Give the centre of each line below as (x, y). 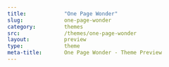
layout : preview (47, 40)
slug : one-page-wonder (60, 20)
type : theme (44, 46)
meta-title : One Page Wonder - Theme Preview (84, 53)
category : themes (45, 27)
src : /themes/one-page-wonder (72, 33)
